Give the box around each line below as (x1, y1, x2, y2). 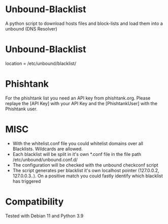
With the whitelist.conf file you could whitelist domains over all (12, 140, 144, 146)
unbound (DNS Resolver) (5, 25, 57, 31)
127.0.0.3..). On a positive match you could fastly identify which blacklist (12, 173, 163, 179)
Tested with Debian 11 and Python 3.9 (5, 212, 84, 219)
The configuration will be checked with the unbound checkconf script (12, 162, 158, 168)
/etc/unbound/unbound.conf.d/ (12, 156, 78, 163)
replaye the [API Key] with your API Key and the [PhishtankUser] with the (5, 100, 157, 106)
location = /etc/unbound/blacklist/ (5, 60, 77, 67)
